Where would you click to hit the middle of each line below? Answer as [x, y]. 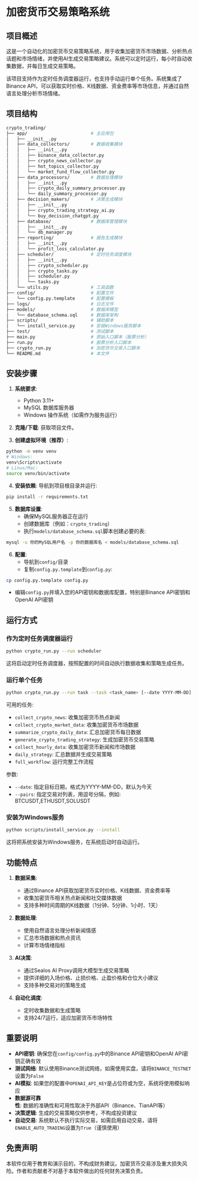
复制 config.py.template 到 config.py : [68, 569]
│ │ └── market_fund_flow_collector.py [61, 172]
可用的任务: [20, 705]
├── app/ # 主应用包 [60, 133]
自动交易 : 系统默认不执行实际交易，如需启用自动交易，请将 [86, 1120]
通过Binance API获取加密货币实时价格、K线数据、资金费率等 [97, 890]
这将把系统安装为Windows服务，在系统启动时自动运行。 [74, 842]
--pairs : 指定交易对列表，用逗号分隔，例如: [68, 795]
